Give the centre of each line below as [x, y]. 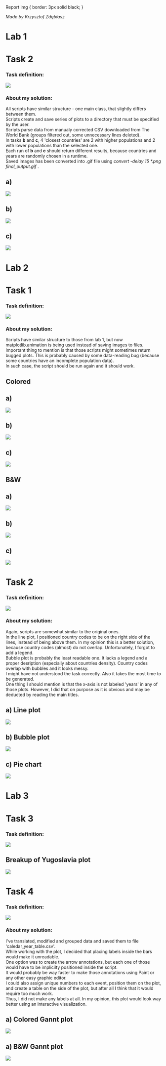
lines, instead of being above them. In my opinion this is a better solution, [80, 642]
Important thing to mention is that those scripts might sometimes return [78, 350]
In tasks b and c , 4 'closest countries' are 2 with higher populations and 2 [80, 140]
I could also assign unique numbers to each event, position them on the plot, [83, 983]
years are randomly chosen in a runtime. [47, 156]
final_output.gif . [22, 166]
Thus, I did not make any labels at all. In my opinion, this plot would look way [83, 999]
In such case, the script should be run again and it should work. [70, 366]
